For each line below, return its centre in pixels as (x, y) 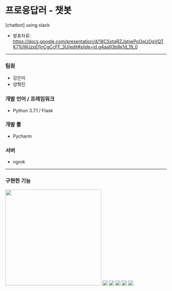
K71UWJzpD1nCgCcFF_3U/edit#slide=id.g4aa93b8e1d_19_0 (75, 47)
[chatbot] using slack (28, 25)
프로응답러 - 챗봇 (38, 11)
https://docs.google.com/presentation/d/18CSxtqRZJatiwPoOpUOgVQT (88, 41)
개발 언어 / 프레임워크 (30, 99)
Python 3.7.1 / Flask (33, 110)
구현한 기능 (18, 181)
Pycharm (22, 136)
